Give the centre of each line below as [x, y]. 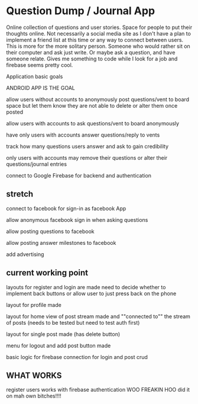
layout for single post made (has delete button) [63, 334]
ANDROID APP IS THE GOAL [41, 88]
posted [15, 112]
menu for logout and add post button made [59, 345]
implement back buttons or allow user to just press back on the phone [91, 293]
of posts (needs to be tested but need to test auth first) [73, 322]
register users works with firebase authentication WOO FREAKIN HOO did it [98, 390]
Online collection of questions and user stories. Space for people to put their [99, 27]
